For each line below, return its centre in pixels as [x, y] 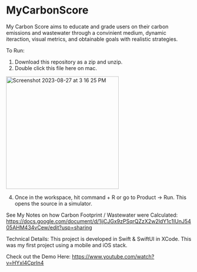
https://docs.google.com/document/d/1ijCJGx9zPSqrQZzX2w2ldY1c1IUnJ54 [98, 221]
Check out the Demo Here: [39, 256]
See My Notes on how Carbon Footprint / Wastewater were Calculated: [92, 215]
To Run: [15, 50]
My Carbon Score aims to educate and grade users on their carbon [87, 26]
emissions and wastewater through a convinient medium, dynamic [86, 32]
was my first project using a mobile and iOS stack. [67, 245]
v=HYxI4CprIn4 [25, 263]
